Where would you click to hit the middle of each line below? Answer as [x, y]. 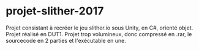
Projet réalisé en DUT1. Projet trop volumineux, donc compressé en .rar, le [99, 34]
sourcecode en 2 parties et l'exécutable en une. [66, 40]
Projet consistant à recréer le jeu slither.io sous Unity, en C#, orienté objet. [99, 28]
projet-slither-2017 [55, 11]
